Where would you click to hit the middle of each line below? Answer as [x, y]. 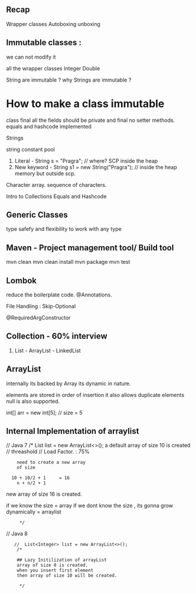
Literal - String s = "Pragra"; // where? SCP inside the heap [86, 161]
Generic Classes [37, 214]
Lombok [22, 280]
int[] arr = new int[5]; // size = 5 [44, 412]
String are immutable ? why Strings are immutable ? [69, 80]
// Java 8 [17, 534]
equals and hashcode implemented [49, 126]
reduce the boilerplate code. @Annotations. [59, 295]
